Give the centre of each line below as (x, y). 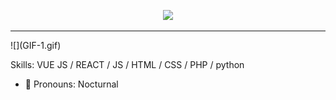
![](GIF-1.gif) (36, 45)
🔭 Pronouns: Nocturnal (71, 84)
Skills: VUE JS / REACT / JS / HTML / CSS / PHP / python (127, 64)
